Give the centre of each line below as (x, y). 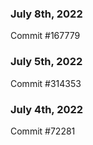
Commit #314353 (46, 83)
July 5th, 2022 (46, 62)
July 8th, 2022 (46, 14)
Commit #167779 (45, 36)
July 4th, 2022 (47, 109)
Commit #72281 (43, 131)
